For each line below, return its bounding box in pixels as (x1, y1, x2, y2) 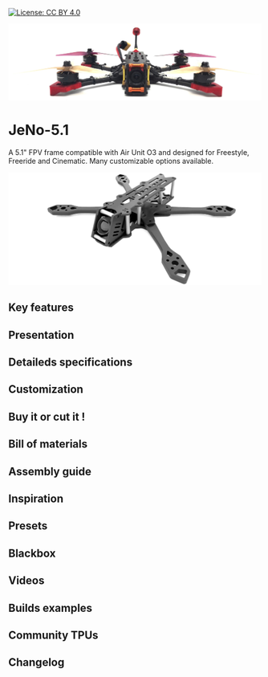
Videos (8, 574, 45, 588)
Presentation (8, 328, 75, 341)
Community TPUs (8, 629, 99, 642)
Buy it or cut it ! (8, 410, 86, 423)
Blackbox (8, 546, 56, 560)
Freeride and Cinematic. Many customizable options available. (8, 157, 214, 165)
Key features (8, 301, 74, 315)
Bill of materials (8, 438, 88, 451)
